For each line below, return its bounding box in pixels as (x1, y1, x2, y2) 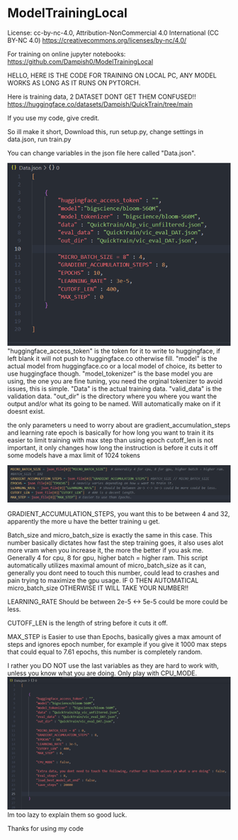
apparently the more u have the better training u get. (7, 517, 161, 525)
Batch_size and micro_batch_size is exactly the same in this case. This (7, 530, 212, 539)
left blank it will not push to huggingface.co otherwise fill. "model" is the (7, 354, 217, 363)
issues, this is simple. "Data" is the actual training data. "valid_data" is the (7, 384, 222, 393)
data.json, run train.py (7, 135, 72, 143)
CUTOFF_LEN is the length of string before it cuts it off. (7, 618, 169, 627)
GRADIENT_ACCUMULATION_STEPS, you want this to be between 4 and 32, (7, 509, 230, 518)
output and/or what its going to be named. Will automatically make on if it (7, 399, 221, 408)
